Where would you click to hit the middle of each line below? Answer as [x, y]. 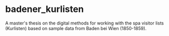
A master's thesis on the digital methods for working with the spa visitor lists [84, 23]
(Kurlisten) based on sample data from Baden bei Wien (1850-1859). [76, 28]
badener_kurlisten [45, 9]
